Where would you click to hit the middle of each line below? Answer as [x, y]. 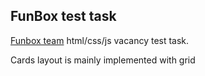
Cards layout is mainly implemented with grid [103, 60]
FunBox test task [63, 16]
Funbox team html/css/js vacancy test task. [100, 40]
